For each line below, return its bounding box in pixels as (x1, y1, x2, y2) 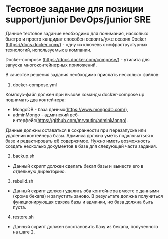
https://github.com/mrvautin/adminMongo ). (37, 117, 128, 123)
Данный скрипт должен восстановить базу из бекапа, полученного (12, 223, 158, 229)
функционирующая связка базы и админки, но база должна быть (12, 198, 154, 205)
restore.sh (12, 214, 34, 220)
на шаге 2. (12, 229, 35, 235)
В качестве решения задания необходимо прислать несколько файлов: (5, 71, 160, 77)
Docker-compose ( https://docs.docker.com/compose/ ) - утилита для (5, 56, 150, 62)
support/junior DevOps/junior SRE (5, 14, 151, 25)
